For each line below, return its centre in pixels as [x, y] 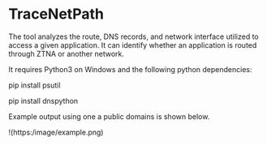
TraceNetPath [56, 14]
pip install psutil [34, 85]
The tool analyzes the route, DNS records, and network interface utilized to [134, 36]
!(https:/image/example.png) [56, 132]
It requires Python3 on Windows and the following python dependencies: [131, 69]
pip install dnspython [43, 100]
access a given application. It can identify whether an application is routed [133, 45]
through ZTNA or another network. [66, 53]
